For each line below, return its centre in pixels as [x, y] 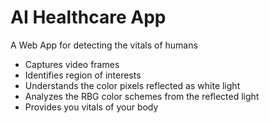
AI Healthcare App [88, 17]
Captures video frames [72, 64]
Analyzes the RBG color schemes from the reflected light [142, 96]
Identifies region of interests [83, 75]
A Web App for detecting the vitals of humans [104, 45]
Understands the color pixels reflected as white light [132, 85]
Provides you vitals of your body [91, 107]
